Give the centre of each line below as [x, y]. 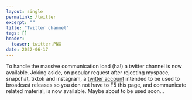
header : [16, 39]
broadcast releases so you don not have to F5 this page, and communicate [96, 85]
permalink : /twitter [31, 17]
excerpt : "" [20, 22]
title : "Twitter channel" [37, 28]
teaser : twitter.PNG [36, 44]
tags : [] [17, 33]
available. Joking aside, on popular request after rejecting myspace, [88, 72]
